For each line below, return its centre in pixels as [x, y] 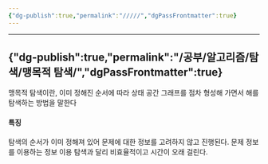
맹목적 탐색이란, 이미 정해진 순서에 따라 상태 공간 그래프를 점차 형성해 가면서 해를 [134, 93]
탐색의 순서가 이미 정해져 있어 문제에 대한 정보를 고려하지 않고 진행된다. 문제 [126, 142]
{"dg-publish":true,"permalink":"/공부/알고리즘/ [129, 58]
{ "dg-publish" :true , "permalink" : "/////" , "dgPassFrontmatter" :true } [123, 16]
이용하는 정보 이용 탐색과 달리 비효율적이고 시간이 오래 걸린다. [112, 151]
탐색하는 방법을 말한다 [43, 103]
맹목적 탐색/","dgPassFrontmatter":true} [122, 72]
